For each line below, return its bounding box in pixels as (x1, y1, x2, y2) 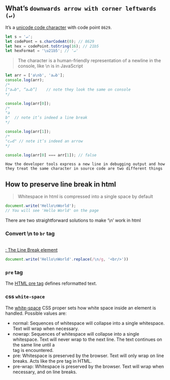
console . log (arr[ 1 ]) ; (5, 129, 51, 134)
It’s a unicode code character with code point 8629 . (5, 24, 112, 30)
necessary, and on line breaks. (12, 369, 77, 375)
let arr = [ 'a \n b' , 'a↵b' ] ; (5, 73, 65, 78)
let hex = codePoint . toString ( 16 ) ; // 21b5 (5, 43, 99, 49)
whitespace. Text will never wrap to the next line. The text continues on (12, 336, 162, 342)
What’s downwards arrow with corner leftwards (5, 4, 157, 13)
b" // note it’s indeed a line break (5, 115, 88, 120)
